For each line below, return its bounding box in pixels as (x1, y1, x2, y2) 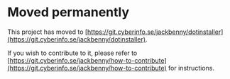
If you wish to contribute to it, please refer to (7, 49, 138, 57)
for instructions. (168, 63, 215, 72)
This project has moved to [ (7, 28, 88, 36)
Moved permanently (7, 4, 130, 20)
